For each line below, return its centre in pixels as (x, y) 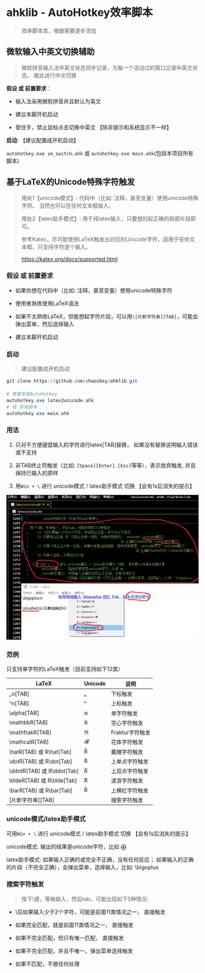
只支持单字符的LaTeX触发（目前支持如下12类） (65, 669)
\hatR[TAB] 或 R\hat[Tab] (40, 752)
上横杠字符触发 (130, 790)
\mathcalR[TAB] (29, 742)
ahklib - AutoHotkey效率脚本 (80, 13)
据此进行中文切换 (55, 75)
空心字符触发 (127, 722)
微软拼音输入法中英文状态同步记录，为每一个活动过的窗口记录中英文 (107, 67)
